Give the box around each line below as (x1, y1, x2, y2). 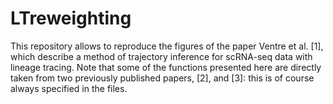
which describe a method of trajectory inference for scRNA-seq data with (10, 50, 313, 62)
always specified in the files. (10, 82, 128, 94)
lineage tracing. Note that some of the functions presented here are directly (10, 61, 322, 73)
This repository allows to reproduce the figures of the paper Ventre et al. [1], (10, 40, 324, 52)
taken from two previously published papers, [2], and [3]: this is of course (10, 72, 315, 84)
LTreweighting (10, 7, 132, 30)
